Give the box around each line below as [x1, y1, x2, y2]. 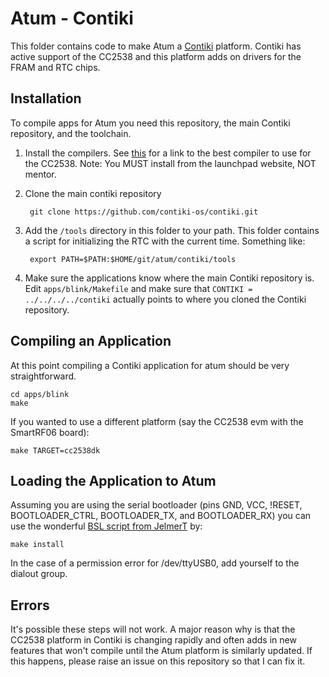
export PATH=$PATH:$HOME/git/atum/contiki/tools [29, 254, 237, 264]
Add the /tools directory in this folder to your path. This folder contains [24, 224, 320, 236]
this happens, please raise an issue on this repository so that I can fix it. [10, 655, 306, 667]
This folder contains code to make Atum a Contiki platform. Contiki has [10, 40, 302, 52]
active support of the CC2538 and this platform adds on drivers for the [10, 50, 302, 62]
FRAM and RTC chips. [10, 61, 101, 73]
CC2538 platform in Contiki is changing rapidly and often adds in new [10, 634, 297, 646]
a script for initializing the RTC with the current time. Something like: [24, 235, 306, 247]
